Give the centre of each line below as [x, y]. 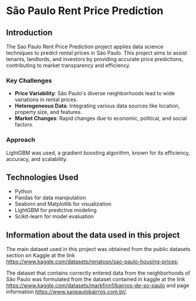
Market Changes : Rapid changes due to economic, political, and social [101, 118]
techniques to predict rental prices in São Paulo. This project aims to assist [97, 53]
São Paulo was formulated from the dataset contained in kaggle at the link [96, 279]
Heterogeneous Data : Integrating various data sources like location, [97, 106]
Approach [21, 140]
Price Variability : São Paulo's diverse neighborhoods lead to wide [95, 93]
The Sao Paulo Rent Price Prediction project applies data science [85, 46]
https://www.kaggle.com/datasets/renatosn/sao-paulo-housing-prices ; [92, 262]
